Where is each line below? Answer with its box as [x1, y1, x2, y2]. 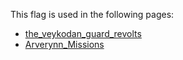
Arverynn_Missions [24, 39, 105, 50]
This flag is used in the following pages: [10, 9, 175, 20]
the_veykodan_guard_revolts [24, 28, 142, 39]
